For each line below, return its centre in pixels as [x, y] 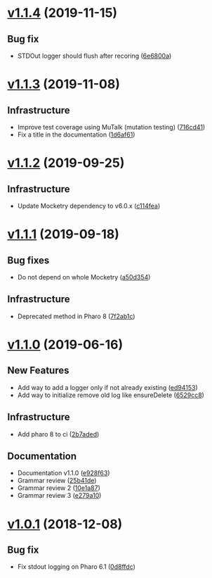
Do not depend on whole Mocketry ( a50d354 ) [84, 277]
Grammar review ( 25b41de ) [57, 481]
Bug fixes [28, 260]
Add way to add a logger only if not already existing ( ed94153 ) [107, 387]
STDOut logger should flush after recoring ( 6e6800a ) [94, 56]
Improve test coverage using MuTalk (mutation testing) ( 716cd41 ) [111, 127]
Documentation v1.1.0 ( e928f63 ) [64, 473]
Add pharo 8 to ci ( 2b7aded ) [58, 434]
